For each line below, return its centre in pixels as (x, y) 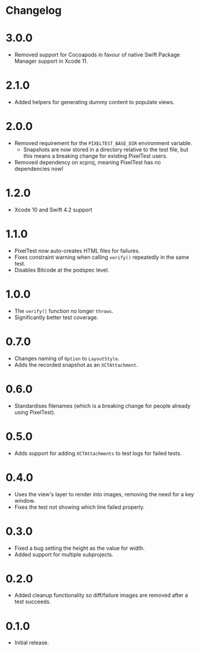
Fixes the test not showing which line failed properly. (80, 507)
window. (25, 500)
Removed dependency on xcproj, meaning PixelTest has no (88, 162)
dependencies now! (39, 169)
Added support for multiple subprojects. (64, 554)
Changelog (34, 11)
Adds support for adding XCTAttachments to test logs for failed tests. (98, 453)
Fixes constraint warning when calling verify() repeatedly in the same (102, 257)
